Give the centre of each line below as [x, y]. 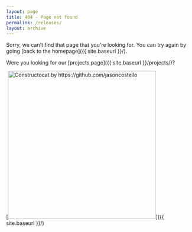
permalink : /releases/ [34, 22]
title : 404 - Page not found [42, 17]
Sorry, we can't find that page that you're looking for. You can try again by [96, 45]
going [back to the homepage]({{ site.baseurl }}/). [67, 51]
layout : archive [26, 28]
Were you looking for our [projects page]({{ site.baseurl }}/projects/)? [91, 63]
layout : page [22, 12]
